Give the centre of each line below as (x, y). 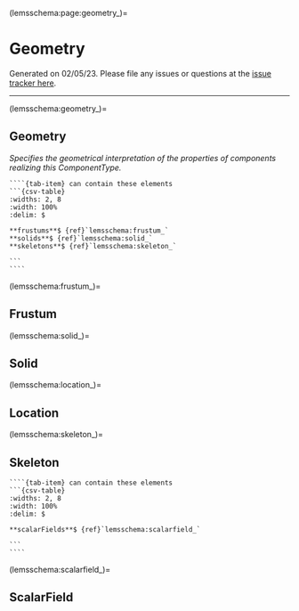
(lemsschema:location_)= (56, 385)
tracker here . (33, 83)
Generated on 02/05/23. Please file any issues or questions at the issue (140, 73)
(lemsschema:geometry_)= (58, 108)
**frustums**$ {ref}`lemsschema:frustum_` (89, 231)
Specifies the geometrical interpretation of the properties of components (143, 158)
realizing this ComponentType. (65, 167)
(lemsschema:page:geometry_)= (69, 13)
